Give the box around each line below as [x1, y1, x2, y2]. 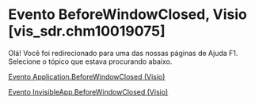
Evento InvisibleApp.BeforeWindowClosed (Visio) [8, 87, 169, 96]
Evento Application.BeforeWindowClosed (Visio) [8, 72, 166, 81]
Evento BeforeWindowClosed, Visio [8, 6, 247, 24]
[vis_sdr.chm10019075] [8, 22, 166, 40]
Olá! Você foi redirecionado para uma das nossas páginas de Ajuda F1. [8, 48, 238, 58]
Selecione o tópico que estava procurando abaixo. [8, 57, 173, 66]
